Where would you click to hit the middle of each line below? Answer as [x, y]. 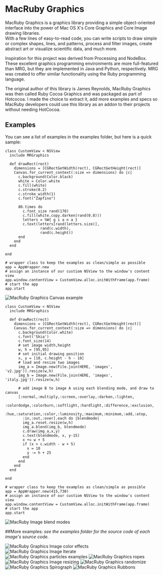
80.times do [30, 207]
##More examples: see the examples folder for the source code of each [78, 531]
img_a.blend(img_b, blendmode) [55, 427]
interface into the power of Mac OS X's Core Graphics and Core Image [76, 27]
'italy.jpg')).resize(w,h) [33, 380]
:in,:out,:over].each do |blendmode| [61, 418]
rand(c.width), [55, 228]
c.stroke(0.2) [33, 190]
